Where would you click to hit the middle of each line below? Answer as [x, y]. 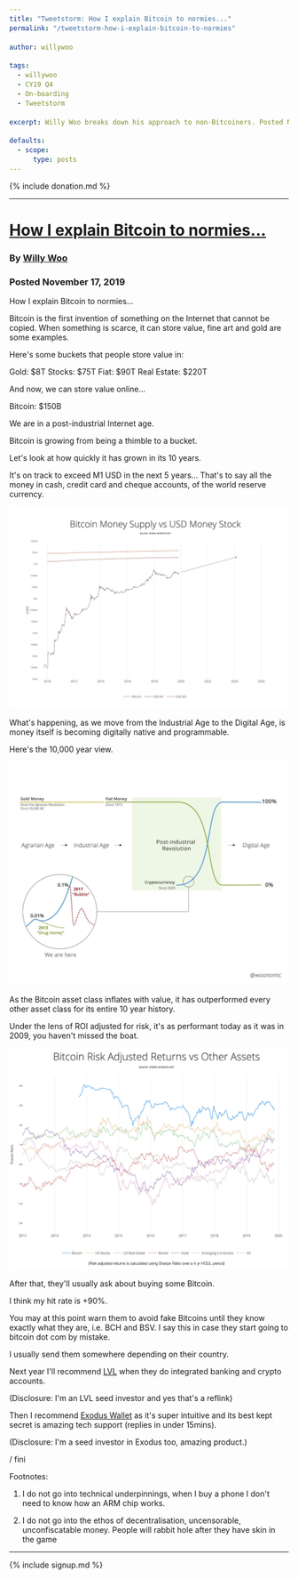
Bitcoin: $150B [35, 407]
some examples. [39, 337]
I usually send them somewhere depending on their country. [119, 1354]
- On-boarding [43, 93]
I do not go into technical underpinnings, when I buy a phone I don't [146, 1494]
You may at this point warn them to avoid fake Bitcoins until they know [137, 1317]
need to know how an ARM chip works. [94, 1502]
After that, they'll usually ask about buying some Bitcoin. [112, 1283]
